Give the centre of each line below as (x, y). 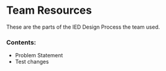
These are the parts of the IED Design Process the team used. (83, 27)
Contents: (21, 42)
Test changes (32, 62)
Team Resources (49, 10)
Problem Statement (39, 55)
